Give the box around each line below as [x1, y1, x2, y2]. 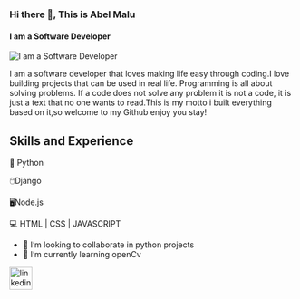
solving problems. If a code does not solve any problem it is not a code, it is [9, 88, 292, 99]
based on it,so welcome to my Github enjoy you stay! [9, 107, 208, 118]
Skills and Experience [9, 133, 134, 149]
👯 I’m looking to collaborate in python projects [22, 239, 195, 250]
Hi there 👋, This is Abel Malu [9, 8, 136, 21]
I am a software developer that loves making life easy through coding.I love [9, 68, 290, 80]
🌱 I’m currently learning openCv [22, 248, 142, 259]
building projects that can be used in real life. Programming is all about [9, 78, 273, 89]
